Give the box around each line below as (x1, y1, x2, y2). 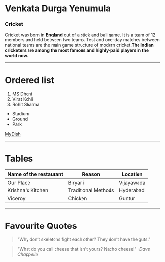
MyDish (5, 131, 21, 137)
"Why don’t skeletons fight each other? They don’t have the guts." (17, 236, 151, 242)
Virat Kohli (12, 96, 33, 102)
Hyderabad (119, 187, 145, 194)
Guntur (119, 195, 135, 202)
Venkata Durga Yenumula (5, 3, 111, 14)
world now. (5, 53, 28, 59)
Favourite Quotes (5, 220, 77, 231)
